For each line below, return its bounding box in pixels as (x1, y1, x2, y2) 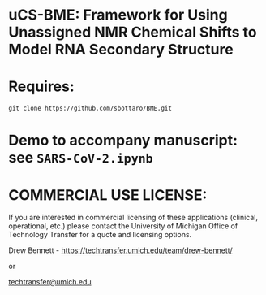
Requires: (8, 77, 75, 96)
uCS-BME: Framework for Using (8, 6, 229, 24)
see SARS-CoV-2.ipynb (8, 149, 153, 167)
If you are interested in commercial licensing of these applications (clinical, (8, 213, 258, 223)
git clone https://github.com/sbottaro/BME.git (8, 104, 173, 113)
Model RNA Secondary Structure (8, 41, 234, 59)
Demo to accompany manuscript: (8, 132, 238, 150)
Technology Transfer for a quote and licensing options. (8, 230, 192, 240)
